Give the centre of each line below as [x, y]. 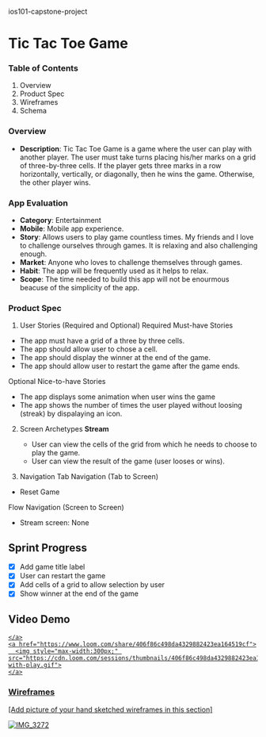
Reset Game [40, 492]
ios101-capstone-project [48, 12]
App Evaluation [38, 203]
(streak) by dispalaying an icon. [71, 414]
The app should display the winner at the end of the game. [115, 358]
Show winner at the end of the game [79, 593]
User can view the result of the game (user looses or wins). [128, 461]
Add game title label [52, 567]
